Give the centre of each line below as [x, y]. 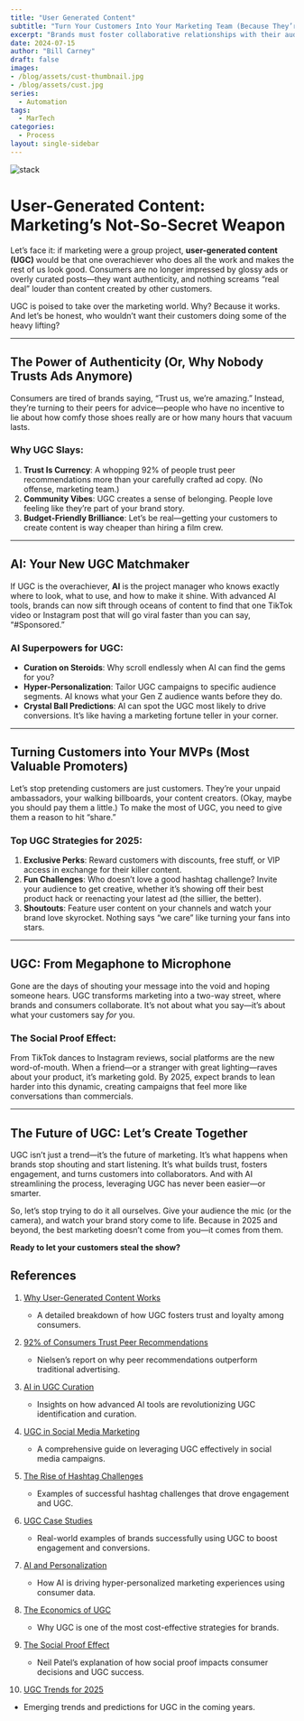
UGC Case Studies [58, 1520]
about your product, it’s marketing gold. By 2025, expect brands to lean [143, 1077]
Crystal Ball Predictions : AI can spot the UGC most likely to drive [145, 706]
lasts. [20, 426]
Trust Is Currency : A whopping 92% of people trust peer [129, 470]
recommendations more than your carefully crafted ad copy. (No [143, 479]
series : [25, 93]
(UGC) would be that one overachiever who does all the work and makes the [152, 259]
